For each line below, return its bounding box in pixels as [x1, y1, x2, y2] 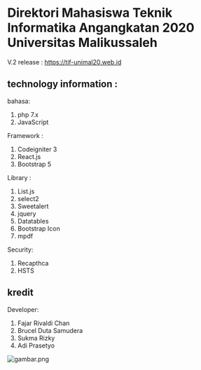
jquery [17, 209, 36, 218]
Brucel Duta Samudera [17, 326, 83, 334]
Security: [7, 245, 34, 254]
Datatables [17, 217, 49, 225]
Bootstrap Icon [17, 224, 61, 233]
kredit [7, 287, 34, 299]
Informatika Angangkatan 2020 [7, 20, 195, 36]
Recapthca [17, 259, 49, 267]
